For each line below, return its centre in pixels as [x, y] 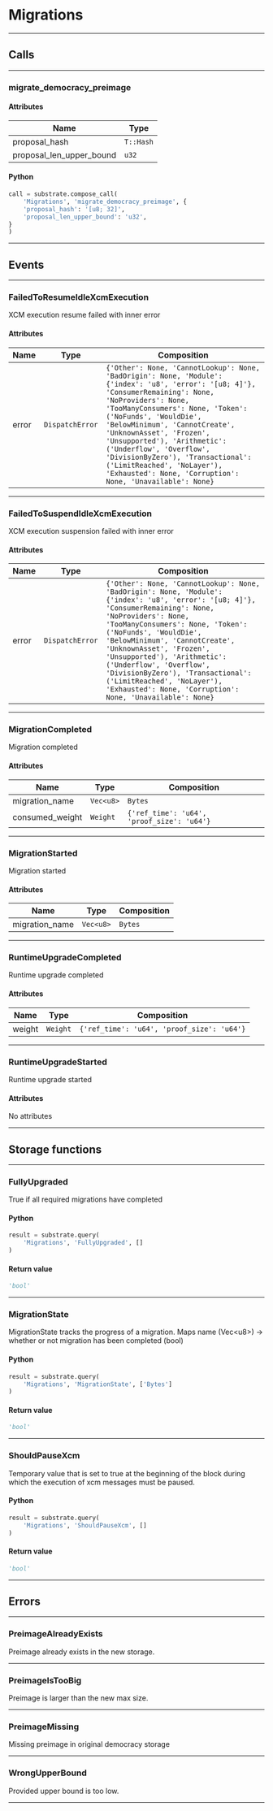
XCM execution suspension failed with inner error [91, 531]
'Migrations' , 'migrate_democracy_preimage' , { [105, 201]
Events [26, 264]
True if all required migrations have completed [86, 1199]
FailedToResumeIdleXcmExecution [78, 297]
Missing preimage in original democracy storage [89, 1744]
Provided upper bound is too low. [64, 1791]
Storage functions [55, 1149]
